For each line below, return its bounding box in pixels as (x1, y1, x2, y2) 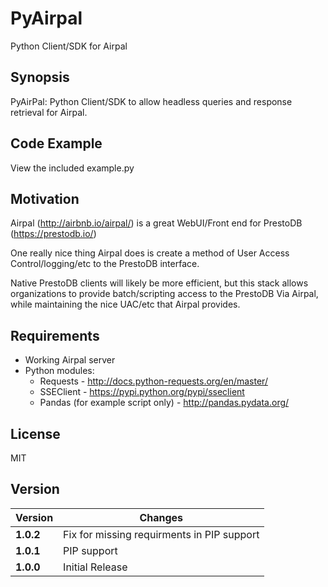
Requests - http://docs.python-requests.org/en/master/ (39, 375, 268, 387)
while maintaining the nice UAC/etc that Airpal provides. (10, 298, 241, 311)
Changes (139, 510, 184, 524)
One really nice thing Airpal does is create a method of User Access (10, 247, 290, 259)
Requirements (10, 327, 100, 344)
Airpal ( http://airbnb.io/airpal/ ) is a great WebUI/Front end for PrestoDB (10, 217, 303, 229)
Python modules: (24, 365, 95, 377)
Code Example (10, 135, 103, 152)
